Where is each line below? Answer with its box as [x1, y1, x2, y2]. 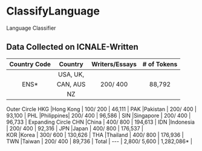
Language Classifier [6, 24, 56, 32]
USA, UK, [57, 70, 85, 78]
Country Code [9, 59, 51, 68]
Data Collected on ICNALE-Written [6, 42, 139, 52]
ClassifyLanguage [6, 4, 100, 18]
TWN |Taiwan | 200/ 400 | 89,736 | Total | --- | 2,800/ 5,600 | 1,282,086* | [6, 138, 192, 145]
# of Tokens [142, 59, 178, 68]
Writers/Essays [91, 59, 137, 68]
